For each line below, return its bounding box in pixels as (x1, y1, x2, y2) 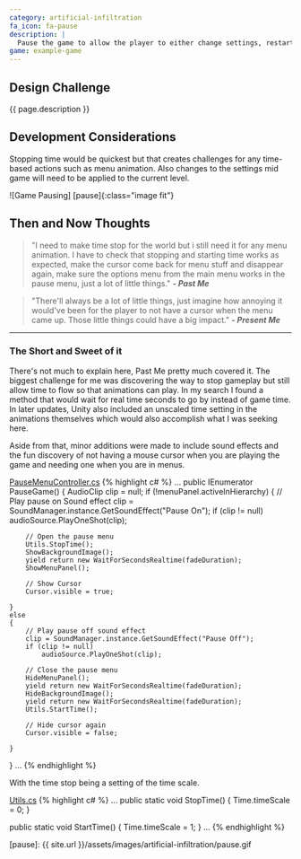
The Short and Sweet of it (9, 345, 123, 357)
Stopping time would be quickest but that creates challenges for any (9, 153, 262, 164)
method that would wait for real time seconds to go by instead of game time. (9, 394, 291, 405)
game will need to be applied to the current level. (9, 172, 190, 183)
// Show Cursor (25, 579, 82, 588)
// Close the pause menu (25, 665, 118, 674)
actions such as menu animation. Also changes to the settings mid (34, 162, 279, 173)
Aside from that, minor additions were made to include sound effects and (9, 440, 279, 451)
